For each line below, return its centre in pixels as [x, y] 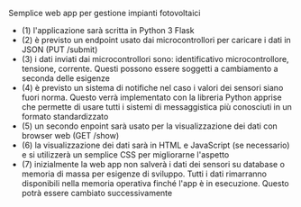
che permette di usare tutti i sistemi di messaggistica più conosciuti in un [156, 107]
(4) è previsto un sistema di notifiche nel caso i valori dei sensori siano [152, 88]
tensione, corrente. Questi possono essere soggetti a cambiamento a [150, 68]
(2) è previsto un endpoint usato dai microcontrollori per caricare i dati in [156, 40]
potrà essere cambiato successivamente [97, 193]
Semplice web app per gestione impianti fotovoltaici [105, 13]
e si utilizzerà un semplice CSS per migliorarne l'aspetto [125, 155]
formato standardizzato [65, 117]
